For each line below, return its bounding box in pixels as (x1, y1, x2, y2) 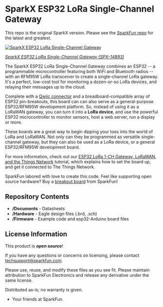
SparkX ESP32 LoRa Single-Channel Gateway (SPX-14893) (5, 54, 125, 59)
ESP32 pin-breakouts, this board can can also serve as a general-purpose (5, 98, 154, 104)
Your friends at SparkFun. (12, 296, 64, 302)
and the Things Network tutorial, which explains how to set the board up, (5, 159, 151, 164)
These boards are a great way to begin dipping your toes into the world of (5, 128, 153, 134)
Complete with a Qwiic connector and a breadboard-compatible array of (5, 93, 150, 99)
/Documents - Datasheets (12, 205, 65, 211)
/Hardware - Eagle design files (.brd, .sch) (12, 211, 97, 217)
